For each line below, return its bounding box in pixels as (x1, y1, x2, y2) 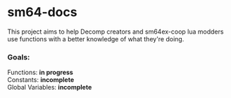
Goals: (7, 52, 30, 62)
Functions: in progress (7, 68, 74, 77)
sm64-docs (7, 4, 77, 20)
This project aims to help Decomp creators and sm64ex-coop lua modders (7, 27, 224, 36)
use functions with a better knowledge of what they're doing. (7, 34, 185, 43)
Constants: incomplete (7, 76, 75, 84)
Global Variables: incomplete (7, 83, 92, 92)
